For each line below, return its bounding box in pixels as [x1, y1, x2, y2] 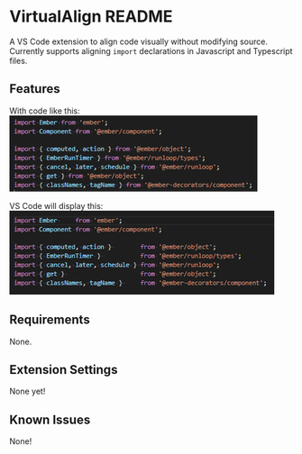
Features [9, 81, 60, 96]
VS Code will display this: [9, 200, 104, 211]
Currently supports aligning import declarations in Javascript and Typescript [9, 45, 293, 56]
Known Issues [9, 412, 91, 427]
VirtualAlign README [9, 6, 173, 27]
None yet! [9, 386, 46, 397]
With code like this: [9, 105, 80, 116]
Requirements [9, 313, 90, 328]
